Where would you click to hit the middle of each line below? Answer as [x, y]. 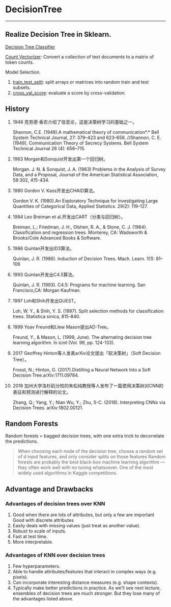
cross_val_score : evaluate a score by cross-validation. [69, 92]
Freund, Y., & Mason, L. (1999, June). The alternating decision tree [82, 337]
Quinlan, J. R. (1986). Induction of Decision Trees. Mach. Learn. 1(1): [84, 259]
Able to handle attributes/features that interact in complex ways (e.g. [84, 572]
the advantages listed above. [43, 599]
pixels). [20, 577]
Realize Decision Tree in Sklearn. [58, 34]
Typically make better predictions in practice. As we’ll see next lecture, [87, 588]
